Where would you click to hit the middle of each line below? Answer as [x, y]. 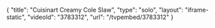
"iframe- [197, 10]
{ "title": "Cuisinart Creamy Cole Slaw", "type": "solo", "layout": [95, 10]
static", [16, 17]
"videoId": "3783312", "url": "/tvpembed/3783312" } [101, 17]
